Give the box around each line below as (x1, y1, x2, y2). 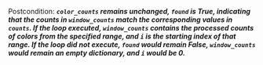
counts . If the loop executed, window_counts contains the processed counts (8, 23, 254, 32)
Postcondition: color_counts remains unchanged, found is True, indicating (8, 7, 251, 16)
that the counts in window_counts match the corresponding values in (8, 15, 233, 24)
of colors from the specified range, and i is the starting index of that (8, 31, 236, 41)
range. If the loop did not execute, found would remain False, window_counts (8, 40, 256, 49)
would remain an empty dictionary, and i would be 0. (8, 49, 186, 57)
